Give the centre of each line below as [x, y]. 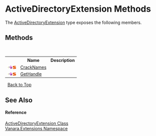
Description [63, 60]
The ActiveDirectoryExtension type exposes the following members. [73, 22]
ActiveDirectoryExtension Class [37, 123]
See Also [19, 100]
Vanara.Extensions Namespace [37, 128]
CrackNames [33, 67]
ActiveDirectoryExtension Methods [78, 9]
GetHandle [31, 74]
